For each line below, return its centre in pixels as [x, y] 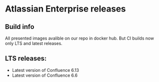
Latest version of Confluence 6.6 [45, 75]
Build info [20, 27]
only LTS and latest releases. [34, 43]
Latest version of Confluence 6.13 [45, 70]
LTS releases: [26, 59]
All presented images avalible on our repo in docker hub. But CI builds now [79, 38]
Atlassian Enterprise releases [65, 9]
